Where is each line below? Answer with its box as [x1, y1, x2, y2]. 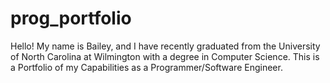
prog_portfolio [10, 7, 132, 30]
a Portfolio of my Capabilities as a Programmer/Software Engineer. [10, 61, 283, 73]
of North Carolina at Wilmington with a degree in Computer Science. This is [10, 50, 320, 62]
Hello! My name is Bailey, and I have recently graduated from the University [10, 40, 321, 52]
